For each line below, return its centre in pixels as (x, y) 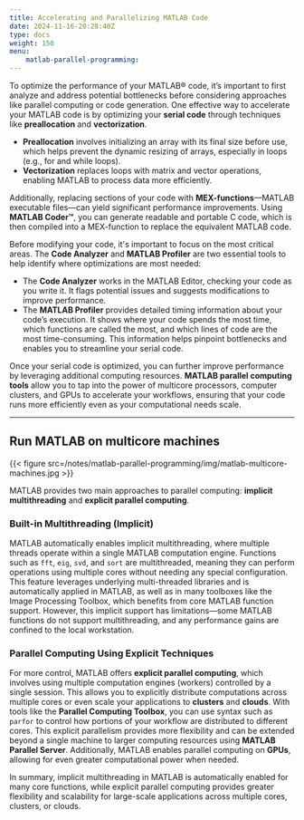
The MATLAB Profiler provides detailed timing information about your (152, 310)
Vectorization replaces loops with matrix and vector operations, (142, 170)
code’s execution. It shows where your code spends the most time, (147, 319)
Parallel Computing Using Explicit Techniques (112, 653)
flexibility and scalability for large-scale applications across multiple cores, (148, 796)
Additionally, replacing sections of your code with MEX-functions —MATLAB (152, 198)
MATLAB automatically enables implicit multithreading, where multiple (139, 544)
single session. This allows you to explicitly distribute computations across (148, 692)
